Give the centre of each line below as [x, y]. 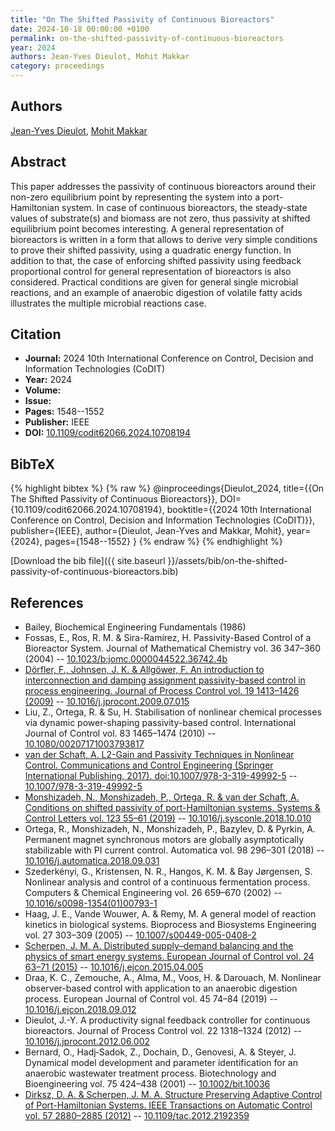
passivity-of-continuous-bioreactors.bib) [94, 572]
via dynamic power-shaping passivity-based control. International [160, 723]
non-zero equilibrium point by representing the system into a [135, 197]
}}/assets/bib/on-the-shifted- [227, 561]
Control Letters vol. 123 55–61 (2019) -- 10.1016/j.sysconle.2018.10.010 [168, 818]
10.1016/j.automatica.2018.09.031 [92, 861]
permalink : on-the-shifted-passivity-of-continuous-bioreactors [147, 38]
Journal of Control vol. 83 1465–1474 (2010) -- [120, 733]
